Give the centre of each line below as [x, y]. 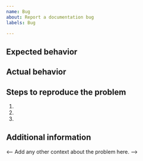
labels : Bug [21, 22]
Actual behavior [36, 72]
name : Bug [18, 12]
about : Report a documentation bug [50, 17]
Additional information [49, 138]
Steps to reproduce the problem [66, 92]
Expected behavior [42, 52]
